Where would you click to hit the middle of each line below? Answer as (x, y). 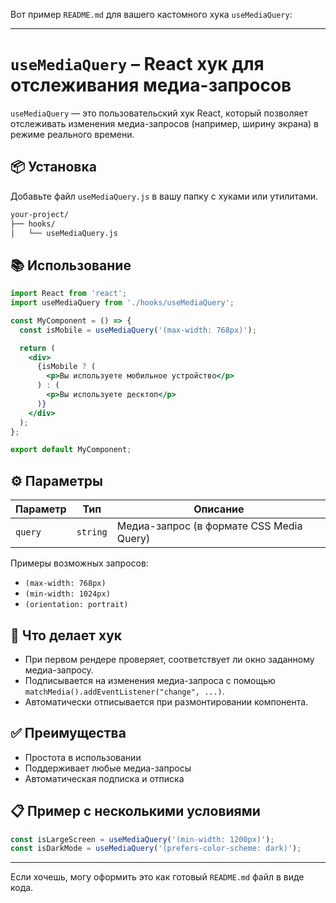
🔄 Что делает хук (66, 635)
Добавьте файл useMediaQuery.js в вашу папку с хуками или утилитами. (164, 196)
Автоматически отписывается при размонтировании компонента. (166, 701)
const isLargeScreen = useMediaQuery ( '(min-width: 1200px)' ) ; (142, 839)
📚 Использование (71, 265)
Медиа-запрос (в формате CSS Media (209, 526)
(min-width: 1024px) (67, 594)
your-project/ (40, 214)
